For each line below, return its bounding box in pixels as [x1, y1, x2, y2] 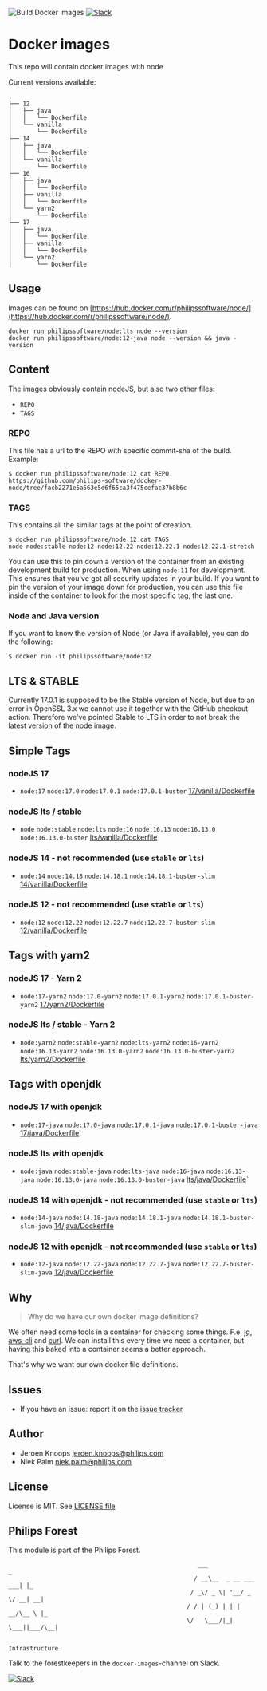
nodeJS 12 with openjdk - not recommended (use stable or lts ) [8, 1241, 257, 1252]
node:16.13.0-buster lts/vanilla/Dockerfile [19, 832, 158, 842]
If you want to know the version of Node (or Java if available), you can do [8, 629, 249, 638]
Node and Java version [8, 610, 100, 622]
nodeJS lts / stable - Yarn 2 [8, 1019, 116, 1030]
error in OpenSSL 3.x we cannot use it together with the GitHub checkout [8, 704, 249, 713]
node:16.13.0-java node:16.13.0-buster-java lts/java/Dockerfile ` [36, 1174, 249, 1184]
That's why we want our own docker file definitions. [8, 1360, 179, 1369]
